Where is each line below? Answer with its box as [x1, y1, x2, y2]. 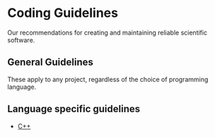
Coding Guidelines [7, 5, 119, 21]
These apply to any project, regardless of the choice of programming [7, 75, 209, 83]
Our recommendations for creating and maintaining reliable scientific [7, 28, 207, 37]
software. [7, 35, 35, 44]
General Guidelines [7, 56, 93, 68]
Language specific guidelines [7, 103, 141, 115]
